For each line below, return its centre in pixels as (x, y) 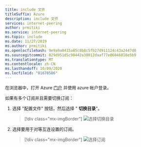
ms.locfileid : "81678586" (31, 73)
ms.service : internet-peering (36, 32)
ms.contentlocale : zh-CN (30, 64)
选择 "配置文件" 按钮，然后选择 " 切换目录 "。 (57, 108)
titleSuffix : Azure (25, 14)
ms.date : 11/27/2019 (26, 42)
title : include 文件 (25, 10)
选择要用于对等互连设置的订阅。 (44, 129)
